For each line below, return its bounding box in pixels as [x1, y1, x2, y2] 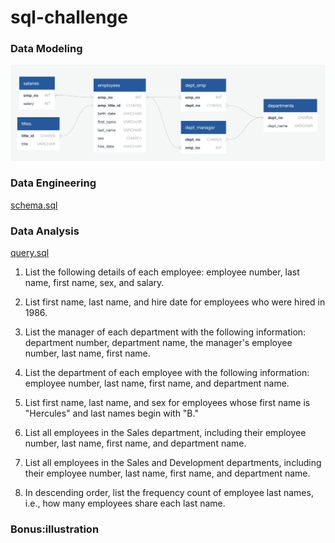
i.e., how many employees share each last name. [24, 497, 226, 510]
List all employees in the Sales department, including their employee [24, 427, 307, 439]
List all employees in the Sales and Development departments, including [24, 457, 322, 469]
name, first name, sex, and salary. [24, 277, 165, 289]
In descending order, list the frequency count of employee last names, [24, 487, 314, 499]
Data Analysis [10, 224, 80, 238]
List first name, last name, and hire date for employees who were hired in [24, 296, 326, 308]
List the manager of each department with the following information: [24, 326, 307, 338]
